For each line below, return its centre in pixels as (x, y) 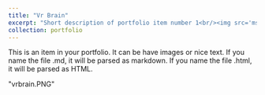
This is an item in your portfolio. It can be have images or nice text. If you (126, 53)
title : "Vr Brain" (38, 15)
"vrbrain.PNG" (32, 84)
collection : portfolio (45, 30)
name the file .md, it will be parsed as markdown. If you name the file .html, (130, 60)
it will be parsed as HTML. (50, 69)
